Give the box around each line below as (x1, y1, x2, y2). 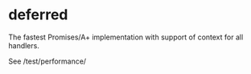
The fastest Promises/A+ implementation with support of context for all (8, 32, 244, 42)
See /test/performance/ (8, 56, 87, 66)
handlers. (8, 40, 40, 50)
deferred (8, 6, 68, 24)
